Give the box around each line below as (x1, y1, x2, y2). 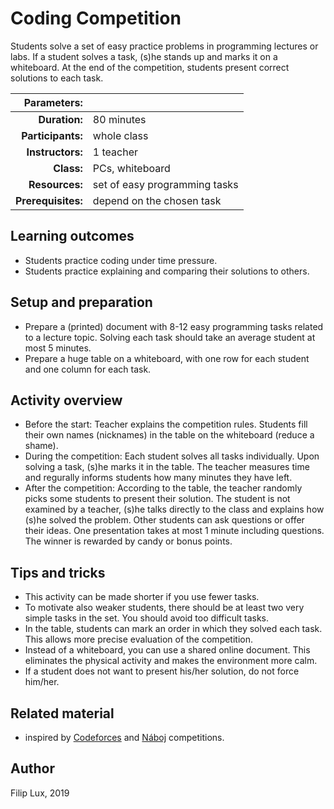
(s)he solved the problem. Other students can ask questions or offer (24, 514, 305, 526)
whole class (92, 128, 149, 142)
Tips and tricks (10, 564, 106, 581)
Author (10, 760, 55, 777)
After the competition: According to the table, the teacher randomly (24, 482, 303, 494)
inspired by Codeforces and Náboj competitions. (24, 732, 225, 743)
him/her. (24, 676, 60, 688)
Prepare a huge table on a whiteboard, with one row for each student (24, 352, 310, 364)
